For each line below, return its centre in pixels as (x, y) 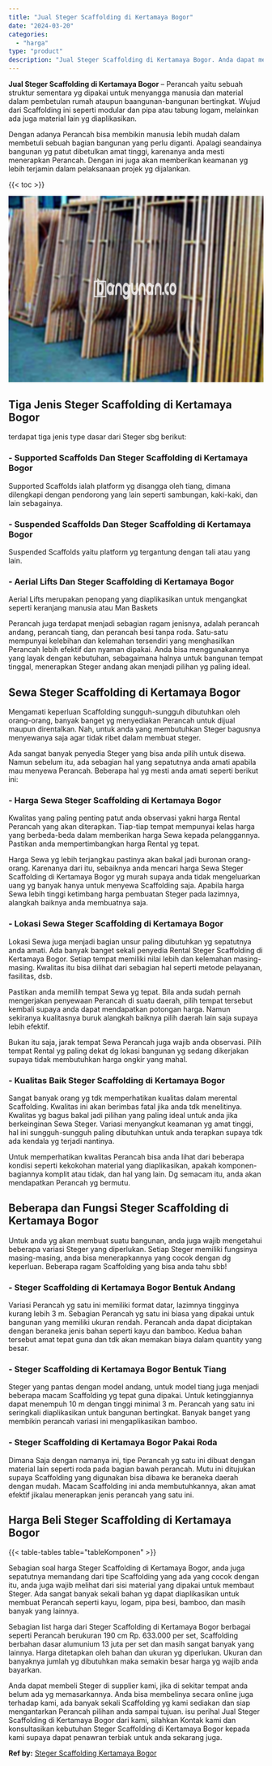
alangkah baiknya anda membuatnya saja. (78, 903)
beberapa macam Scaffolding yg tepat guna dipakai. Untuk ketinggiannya (131, 1396)
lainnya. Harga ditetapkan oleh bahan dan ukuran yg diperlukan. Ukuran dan (136, 1653)
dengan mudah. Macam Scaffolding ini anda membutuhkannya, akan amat (132, 1486)
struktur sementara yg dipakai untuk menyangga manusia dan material (126, 93)
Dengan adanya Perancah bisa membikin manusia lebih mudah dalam (124, 134)
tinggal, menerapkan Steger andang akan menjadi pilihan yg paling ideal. (130, 667)
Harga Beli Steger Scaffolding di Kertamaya (120, 1520)
